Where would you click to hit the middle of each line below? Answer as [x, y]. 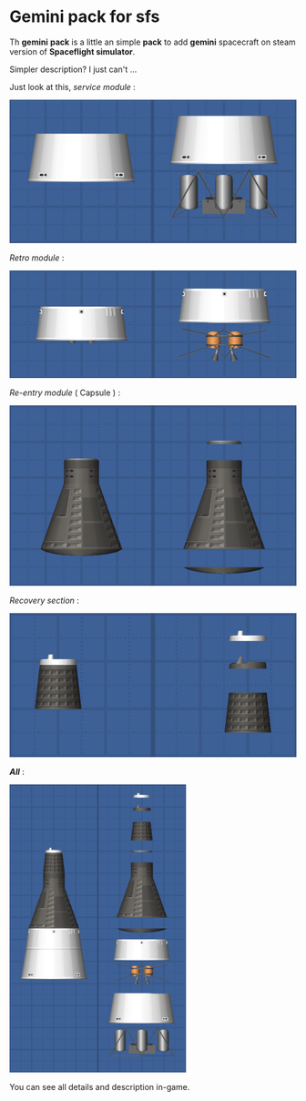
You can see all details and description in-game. [100, 1087]
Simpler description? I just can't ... [73, 69]
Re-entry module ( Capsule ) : [65, 392]
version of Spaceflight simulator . [72, 51]
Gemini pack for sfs [85, 17]
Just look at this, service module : [73, 87]
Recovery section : [45, 600]
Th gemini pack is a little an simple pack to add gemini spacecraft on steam [153, 42]
